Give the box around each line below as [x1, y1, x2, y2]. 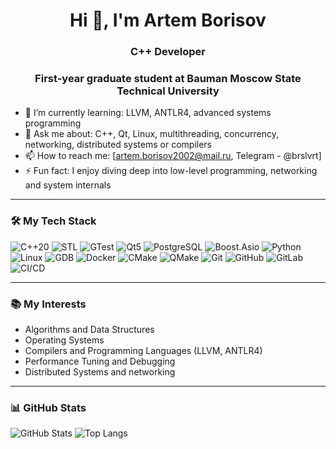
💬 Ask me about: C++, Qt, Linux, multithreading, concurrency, [24, 128, 279, 140]
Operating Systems [24, 334, 105, 346]
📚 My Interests [10, 297, 87, 311]
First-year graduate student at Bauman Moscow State [34, 72, 302, 86]
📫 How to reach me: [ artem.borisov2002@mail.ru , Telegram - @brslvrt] [24, 150, 322, 162]
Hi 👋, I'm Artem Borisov [69, 9, 267, 32]
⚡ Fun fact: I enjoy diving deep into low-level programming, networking [24, 165, 318, 177]
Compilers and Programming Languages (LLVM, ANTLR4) [24, 345, 263, 356]
